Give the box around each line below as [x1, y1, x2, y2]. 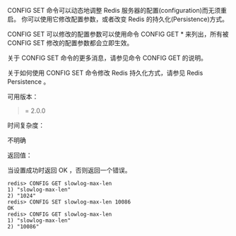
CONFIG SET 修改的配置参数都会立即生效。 [7, 39, 134, 47]
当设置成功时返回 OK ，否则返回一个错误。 [7, 166, 131, 174]
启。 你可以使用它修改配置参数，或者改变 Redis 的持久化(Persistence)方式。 [7, 15, 228, 23]
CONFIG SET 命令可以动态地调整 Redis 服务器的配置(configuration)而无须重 [7, 6, 228, 14]
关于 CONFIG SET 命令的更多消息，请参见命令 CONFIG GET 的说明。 [7, 54, 207, 62]
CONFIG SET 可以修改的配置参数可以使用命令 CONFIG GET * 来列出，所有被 [7, 30, 229, 38]
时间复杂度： [7, 121, 45, 129]
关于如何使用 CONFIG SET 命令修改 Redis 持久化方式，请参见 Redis [7, 69, 203, 77]
